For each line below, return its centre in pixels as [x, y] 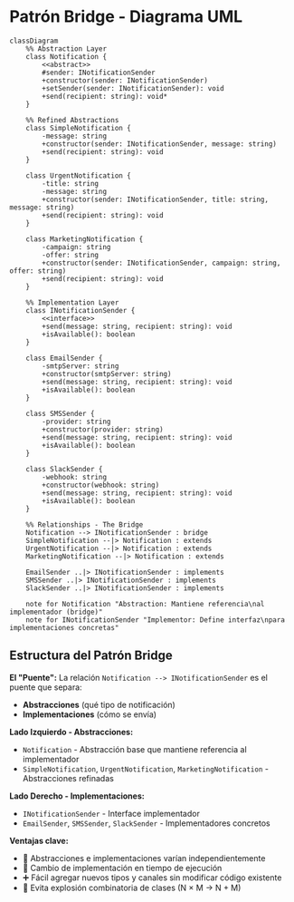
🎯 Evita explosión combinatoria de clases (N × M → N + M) [132, 887]
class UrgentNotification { [78, 175]
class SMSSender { [60, 413]
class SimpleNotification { [78, 128]
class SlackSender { [64, 469]
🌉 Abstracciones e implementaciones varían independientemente [144, 858]
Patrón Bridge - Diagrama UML [126, 17]
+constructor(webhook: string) [101, 485]
